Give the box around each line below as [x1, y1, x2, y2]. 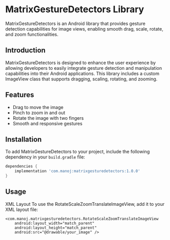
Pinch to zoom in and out [12, 110, 65, 116]
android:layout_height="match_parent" [14, 225, 97, 230]
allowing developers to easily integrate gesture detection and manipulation [5, 65, 162, 71]
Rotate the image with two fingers [12, 115, 84, 121]
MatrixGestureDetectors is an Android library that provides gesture [5, 20, 145, 26]
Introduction [5, 46, 46, 55]
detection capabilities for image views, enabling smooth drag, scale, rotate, [5, 25, 163, 32]
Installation [5, 135, 42, 144]
